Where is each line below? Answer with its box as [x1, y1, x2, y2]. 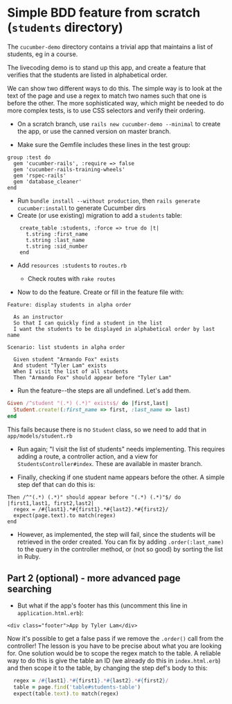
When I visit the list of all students [13, 368, 129, 375]
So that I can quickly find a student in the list [13, 319, 163, 327]
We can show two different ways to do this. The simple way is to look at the [7, 84, 223, 92]
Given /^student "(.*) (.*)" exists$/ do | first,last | [7, 400, 169, 406]
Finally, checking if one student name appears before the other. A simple [17, 473, 225, 481]
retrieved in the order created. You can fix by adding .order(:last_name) [17, 538, 224, 546]
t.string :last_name [25, 237, 85, 243]
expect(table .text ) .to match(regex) [13, 690, 119, 698]
